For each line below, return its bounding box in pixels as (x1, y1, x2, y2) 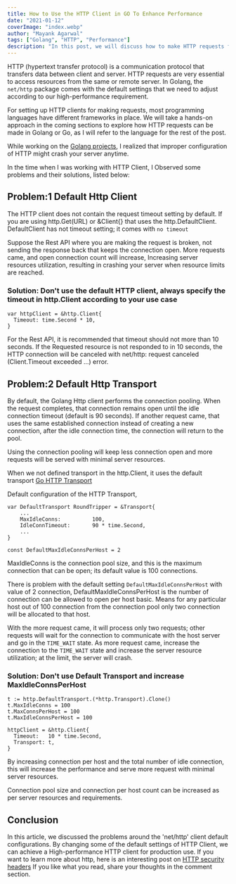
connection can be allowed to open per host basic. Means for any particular (7, 595, 227, 603)
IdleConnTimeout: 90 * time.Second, (20, 522, 146, 529)
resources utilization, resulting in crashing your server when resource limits (7, 260, 225, 269)
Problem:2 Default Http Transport (7, 378, 157, 390)
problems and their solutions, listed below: (7, 170, 130, 179)
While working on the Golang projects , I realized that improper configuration (7, 142, 228, 150)
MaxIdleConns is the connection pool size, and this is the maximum (7, 559, 202, 567)
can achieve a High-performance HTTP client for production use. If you (7, 847, 214, 856)
